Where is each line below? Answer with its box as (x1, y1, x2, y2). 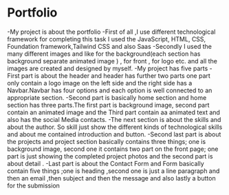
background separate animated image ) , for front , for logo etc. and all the (7, 57, 218, 65)
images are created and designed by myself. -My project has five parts (7, 64, 208, 72)
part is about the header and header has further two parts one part (21, 71, 211, 80)
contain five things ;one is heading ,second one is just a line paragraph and (7, 167, 220, 175)
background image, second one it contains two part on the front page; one (7, 145, 219, 153)
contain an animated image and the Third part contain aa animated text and (7, 108, 220, 116)
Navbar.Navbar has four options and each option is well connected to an (7, 86, 212, 94)
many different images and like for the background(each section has (7, 50, 201, 58)
